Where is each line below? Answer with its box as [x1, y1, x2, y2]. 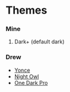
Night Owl [14, 72, 39, 80]
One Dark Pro [14, 79, 48, 86]
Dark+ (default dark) [14, 38, 65, 45]
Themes [5, 4, 47, 17]
